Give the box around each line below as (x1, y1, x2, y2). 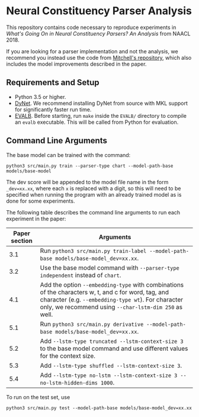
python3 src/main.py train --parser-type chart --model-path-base (6, 163, 174, 169)
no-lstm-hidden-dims (40, 379, 98, 386)
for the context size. (40, 351, 96, 360)
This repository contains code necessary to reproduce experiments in (6, 24, 176, 31)
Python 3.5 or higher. (14, 93, 66, 100)
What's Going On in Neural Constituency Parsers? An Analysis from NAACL (6, 30, 191, 37)
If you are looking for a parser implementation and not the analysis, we (6, 47, 179, 54)
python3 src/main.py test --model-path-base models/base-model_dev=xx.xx (6, 405, 192, 411)
